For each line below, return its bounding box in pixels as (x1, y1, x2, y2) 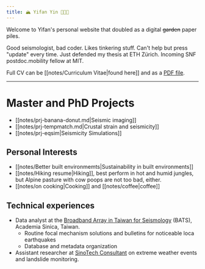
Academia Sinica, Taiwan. (15, 223, 81, 230)
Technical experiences (6, 200, 95, 211)
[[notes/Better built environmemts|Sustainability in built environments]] (15, 163, 194, 171)
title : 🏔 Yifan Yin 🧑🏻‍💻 (6, 9, 69, 15)
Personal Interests (6, 147, 77, 157)
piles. (6, 32, 20, 40)
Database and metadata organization (24, 243, 118, 250)
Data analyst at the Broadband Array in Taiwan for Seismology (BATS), (15, 216, 192, 224)
